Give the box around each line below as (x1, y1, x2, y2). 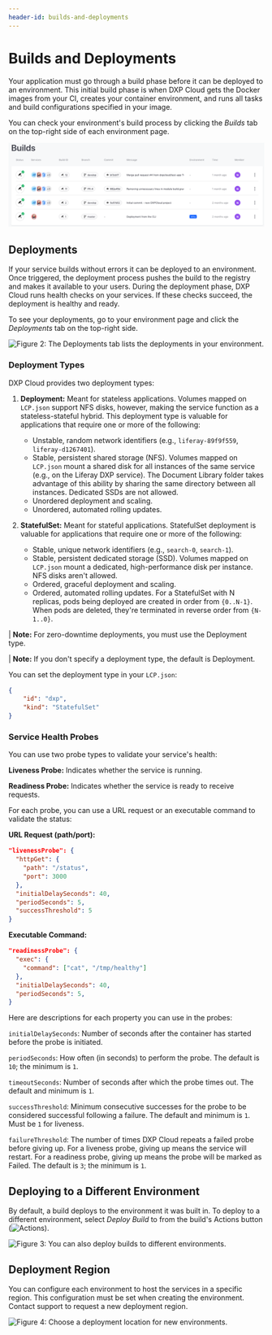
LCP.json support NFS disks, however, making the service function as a (19, 402, 259, 412)
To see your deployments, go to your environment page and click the (8, 315, 240, 324)
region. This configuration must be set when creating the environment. (8, 1293, 245, 1302)
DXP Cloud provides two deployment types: (8, 378, 155, 388)
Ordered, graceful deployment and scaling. (32, 579, 177, 589)
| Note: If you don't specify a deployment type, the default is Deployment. (8, 654, 256, 663)
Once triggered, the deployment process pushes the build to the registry (8, 273, 251, 283)
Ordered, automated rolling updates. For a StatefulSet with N (32, 588, 235, 598)
